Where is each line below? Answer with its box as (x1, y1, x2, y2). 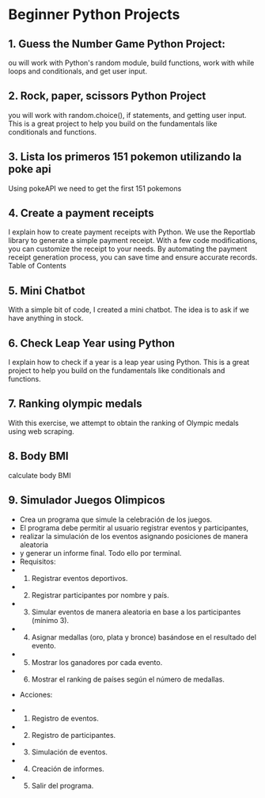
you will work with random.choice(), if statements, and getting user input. (8, 110, 247, 120)
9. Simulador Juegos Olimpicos (8, 493, 165, 507)
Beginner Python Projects (8, 6, 180, 24)
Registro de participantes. (31, 730, 116, 739)
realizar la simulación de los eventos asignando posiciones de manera (19, 531, 248, 541)
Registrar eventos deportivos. (31, 573, 128, 583)
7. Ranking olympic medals (8, 397, 142, 411)
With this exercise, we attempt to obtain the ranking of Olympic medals (8, 418, 239, 427)
